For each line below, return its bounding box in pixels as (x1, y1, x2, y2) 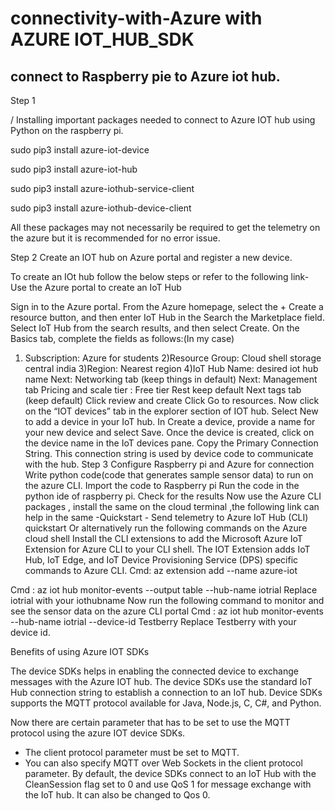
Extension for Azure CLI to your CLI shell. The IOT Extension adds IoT (24, 543, 311, 555)
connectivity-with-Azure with (10, 7, 263, 30)
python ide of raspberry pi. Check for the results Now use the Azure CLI (24, 490, 322, 502)
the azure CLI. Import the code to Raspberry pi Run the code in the (24, 480, 300, 491)
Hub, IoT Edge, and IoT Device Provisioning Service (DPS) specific (24, 554, 299, 566)
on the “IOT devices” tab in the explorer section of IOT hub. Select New (24, 405, 319, 417)
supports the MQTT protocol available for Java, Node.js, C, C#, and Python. (10, 697, 322, 709)
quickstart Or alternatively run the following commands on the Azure (24, 522, 308, 534)
